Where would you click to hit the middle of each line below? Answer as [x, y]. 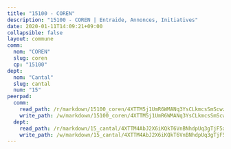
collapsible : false [35, 33]
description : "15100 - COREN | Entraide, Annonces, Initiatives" [102, 20]
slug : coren [31, 58]
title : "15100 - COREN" [41, 13]
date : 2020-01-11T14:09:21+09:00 [55, 26]
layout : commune [30, 39]
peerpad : [20, 97]
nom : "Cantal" [33, 77]
